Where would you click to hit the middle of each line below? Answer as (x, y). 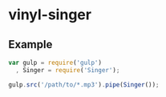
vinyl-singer (50, 15)
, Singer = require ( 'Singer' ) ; (68, 70)
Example (30, 44)
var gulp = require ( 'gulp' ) (55, 63)
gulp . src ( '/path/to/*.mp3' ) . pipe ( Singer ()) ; (84, 85)
